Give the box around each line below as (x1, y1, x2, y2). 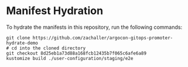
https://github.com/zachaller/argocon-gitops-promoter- (32, 35, 173, 41)
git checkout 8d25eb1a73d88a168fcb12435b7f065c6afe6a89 (6, 50, 147, 56)
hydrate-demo (6, 40, 38, 46)
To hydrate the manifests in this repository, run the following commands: (6, 24, 183, 31)
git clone (6, 35, 31, 41)
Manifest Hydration (6, 4, 103, 18)
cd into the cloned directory (11, 45, 86, 51)
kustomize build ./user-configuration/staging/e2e (6, 55, 134, 61)
